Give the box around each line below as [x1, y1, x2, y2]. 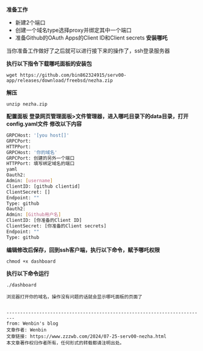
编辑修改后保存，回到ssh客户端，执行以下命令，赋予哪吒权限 [6, 246, 160, 253]
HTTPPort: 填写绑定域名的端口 [6, 161, 75, 167]
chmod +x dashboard [6, 258, 56, 264]
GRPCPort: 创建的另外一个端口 [6, 155, 75, 161]
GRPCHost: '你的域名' [6, 149, 58, 155]
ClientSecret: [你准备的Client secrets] [6, 223, 107, 229]
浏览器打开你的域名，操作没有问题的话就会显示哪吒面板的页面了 [6, 294, 143, 300]
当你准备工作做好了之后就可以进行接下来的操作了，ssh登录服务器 [6, 47, 171, 54]
